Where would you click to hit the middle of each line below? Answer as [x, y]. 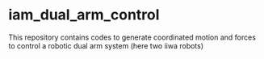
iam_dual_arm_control [84, 15]
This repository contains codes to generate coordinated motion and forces [132, 37]
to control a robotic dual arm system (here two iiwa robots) [106, 45]
